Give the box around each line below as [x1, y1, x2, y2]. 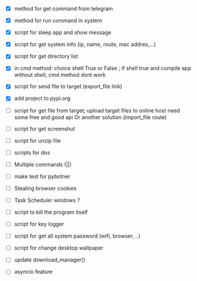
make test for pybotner [14, 173, 71, 180]
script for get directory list [14, 53, 79, 60]
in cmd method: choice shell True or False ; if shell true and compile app [14, 65, 192, 72]
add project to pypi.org [14, 95, 71, 102]
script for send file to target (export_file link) [14, 83, 123, 90]
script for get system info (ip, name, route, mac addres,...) [14, 41, 156, 48]
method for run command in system [14, 17, 102, 24]
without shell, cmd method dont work [14, 71, 106, 79]
